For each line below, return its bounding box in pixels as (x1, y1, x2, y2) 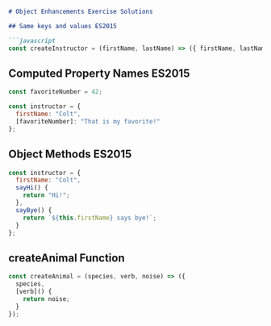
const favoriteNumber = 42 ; (8, 88, 103, 96)
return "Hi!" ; (23, 191, 70, 199)
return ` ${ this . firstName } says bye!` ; (23, 214, 157, 222)
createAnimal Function (8, 251, 125, 265)
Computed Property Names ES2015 (8, 66, 190, 80)
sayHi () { (15, 184, 48, 192)
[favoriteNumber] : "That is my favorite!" (15, 117, 161, 125)
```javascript (8, 36, 56, 44)
